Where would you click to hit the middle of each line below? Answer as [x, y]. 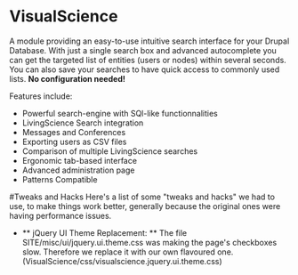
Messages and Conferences [74, 132]
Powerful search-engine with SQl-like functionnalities [120, 113]
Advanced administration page [78, 170]
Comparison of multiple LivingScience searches [110, 151]
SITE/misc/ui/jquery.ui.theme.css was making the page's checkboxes [149, 242]
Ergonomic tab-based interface [80, 160]
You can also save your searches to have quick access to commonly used [145, 69]
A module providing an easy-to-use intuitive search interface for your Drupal [149, 41]
